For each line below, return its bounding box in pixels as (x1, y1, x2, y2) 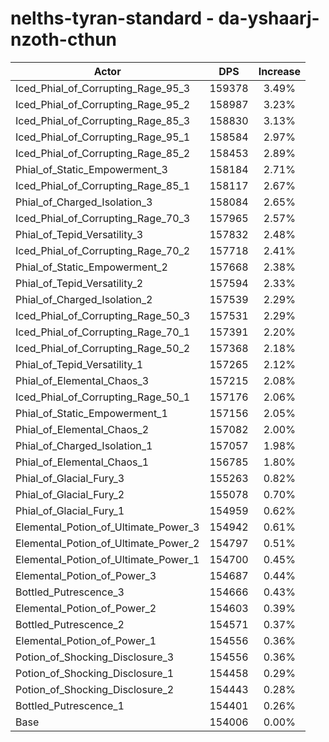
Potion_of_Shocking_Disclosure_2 (15, 682, 175, 696)
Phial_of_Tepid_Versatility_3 (15, 227, 144, 241)
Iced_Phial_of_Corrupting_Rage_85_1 (15, 178, 191, 192)
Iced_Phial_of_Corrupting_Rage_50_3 (15, 308, 191, 322)
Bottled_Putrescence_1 (15, 698, 125, 712)
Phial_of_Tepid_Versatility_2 (15, 276, 144, 290)
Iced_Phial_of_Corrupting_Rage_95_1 (15, 130, 191, 144)
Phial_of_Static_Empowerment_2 (15, 260, 168, 274)
